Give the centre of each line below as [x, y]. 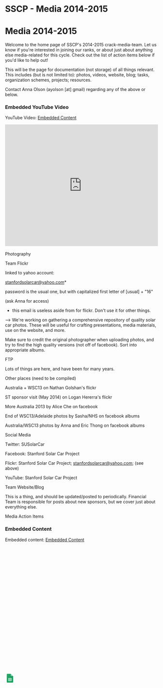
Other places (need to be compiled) [41, 379]
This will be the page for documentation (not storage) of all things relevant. [80, 70]
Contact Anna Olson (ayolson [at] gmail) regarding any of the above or [75, 90]
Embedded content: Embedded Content [45, 540]
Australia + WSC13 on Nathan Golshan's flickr [51, 388]
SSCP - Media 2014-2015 [57, 9]
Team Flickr [17, 263]
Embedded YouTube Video [37, 107]
